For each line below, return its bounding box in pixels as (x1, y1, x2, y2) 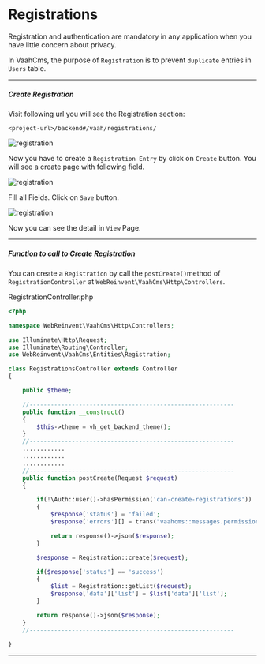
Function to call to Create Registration (8, 249, 136, 258)
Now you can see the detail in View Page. (8, 223, 141, 232)
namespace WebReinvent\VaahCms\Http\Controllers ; (8, 321, 175, 329)
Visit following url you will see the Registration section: (8, 109, 185, 118)
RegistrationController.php (8, 292, 94, 302)
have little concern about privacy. (8, 39, 117, 49)
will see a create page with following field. (8, 162, 145, 171)
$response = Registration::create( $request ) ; (36, 553, 189, 561)
